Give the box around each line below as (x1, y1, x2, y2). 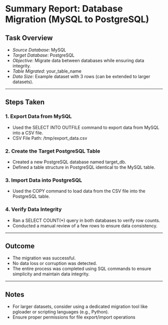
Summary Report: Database (5, 3, 123, 15)
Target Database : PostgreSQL (12, 52, 75, 58)
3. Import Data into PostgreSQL (5, 176, 82, 183)
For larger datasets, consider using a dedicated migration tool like (12, 303, 148, 309)
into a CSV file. (12, 130, 43, 136)
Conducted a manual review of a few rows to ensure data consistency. (12, 222, 157, 228)
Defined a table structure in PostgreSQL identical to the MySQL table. (12, 164, 155, 170)
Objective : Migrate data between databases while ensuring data (12, 58, 144, 63)
